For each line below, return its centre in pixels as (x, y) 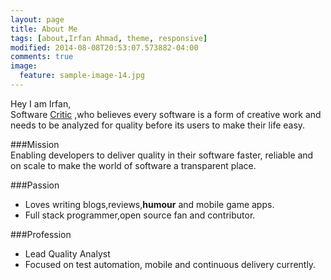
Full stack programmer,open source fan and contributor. (140, 215)
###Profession (41, 234)
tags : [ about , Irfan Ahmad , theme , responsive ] (109, 38)
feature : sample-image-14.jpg (82, 76)
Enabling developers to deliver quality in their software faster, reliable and (162, 155)
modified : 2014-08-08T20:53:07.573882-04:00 (104, 47)
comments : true (42, 57)
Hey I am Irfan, (41, 103)
